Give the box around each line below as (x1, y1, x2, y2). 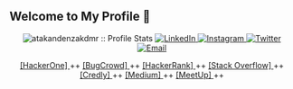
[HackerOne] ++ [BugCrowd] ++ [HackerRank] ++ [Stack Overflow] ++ (19, 59, 285, 70)
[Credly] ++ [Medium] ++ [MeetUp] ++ (80, 69, 224, 80)
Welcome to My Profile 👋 (9, 9, 151, 24)
